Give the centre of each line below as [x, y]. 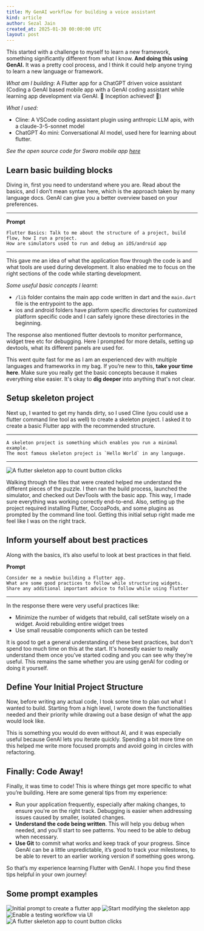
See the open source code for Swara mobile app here [73, 151]
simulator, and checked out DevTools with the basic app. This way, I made [99, 495]
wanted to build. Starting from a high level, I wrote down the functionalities [99, 708]
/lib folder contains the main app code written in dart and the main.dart [105, 297]
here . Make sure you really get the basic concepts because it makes [92, 372]
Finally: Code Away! [45, 771]
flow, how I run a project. [42, 238]
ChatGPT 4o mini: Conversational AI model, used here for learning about [106, 133]
